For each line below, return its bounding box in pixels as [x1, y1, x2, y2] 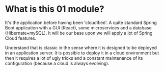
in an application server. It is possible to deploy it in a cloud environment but [5, 50, 159, 56]
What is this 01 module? [5, 3, 105, 15]
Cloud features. [5, 35, 37, 41]
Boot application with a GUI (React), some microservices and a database [5, 24, 152, 30]
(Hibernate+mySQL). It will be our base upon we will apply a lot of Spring [5, 30, 153, 36]
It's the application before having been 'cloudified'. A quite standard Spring [5, 20, 157, 25]
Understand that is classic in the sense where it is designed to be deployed [5, 45, 157, 50]
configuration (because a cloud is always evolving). [5, 60, 109, 66]
